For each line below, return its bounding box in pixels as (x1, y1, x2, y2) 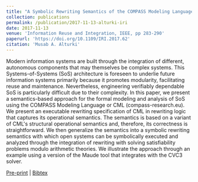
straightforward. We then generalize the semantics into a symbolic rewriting (6, 126, 190, 133)
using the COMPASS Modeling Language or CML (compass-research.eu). (6, 101, 185, 108)
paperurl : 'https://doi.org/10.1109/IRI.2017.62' (6, 36, 131, 42)
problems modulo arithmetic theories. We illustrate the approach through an (6, 145, 190, 152)
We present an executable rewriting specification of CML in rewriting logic (6, 107, 186, 115)
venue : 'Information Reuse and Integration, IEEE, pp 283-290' (6, 31, 165, 37)
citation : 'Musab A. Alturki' (6, 42, 81, 48)
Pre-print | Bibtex (6, 169, 48, 176)
